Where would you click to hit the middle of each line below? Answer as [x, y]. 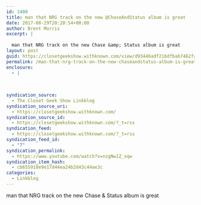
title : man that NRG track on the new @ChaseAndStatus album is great [96, 17]
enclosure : [20, 67]
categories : [21, 173]
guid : [13, 56]
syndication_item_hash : [36, 162]
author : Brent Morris [33, 28]
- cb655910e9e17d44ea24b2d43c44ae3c [57, 167]
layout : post [22, 51]
